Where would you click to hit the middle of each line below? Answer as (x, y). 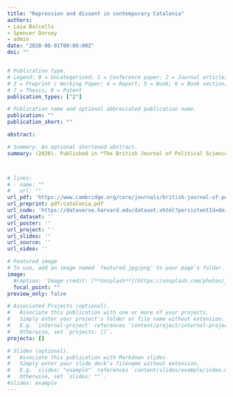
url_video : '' (28, 249)
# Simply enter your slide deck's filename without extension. (103, 364)
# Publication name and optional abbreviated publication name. (102, 109)
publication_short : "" (40, 122)
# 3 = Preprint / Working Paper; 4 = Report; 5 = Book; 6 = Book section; (118, 84)
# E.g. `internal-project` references (67, 326)
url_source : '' (29, 242)
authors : (20, 20)
